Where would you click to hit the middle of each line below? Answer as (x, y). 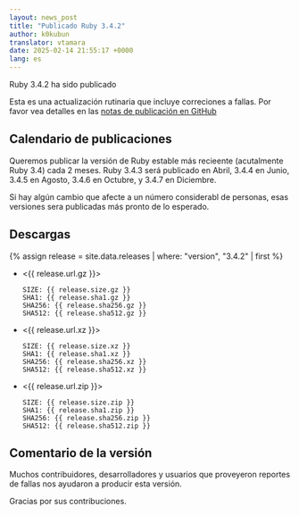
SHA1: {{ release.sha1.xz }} (76, 353)
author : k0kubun (39, 34)
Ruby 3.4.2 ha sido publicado (63, 84)
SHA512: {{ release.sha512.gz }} (84, 313)
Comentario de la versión (81, 453)
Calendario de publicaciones (91, 139)
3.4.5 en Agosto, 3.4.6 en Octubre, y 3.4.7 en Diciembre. (113, 179)
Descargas (40, 234)
